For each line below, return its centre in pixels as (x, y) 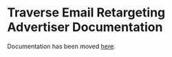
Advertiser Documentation (85, 27)
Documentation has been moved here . (61, 46)
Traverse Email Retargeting (86, 13)
